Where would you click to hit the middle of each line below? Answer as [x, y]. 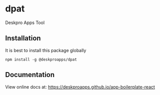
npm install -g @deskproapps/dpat [41, 59]
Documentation [30, 75]
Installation [23, 38]
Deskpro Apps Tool [25, 22]
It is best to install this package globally [46, 50]
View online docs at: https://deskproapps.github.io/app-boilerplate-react [80, 87]
